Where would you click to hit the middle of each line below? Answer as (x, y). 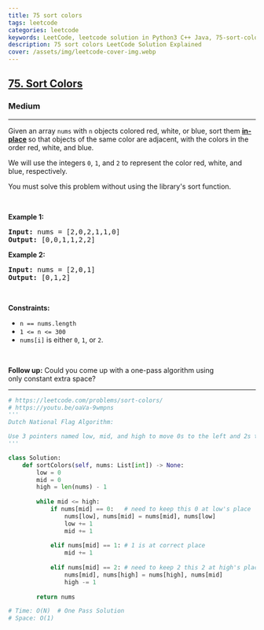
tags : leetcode (33, 23)
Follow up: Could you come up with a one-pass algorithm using (111, 370)
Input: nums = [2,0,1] (52, 269)
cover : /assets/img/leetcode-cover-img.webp (82, 52)
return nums (56, 597)
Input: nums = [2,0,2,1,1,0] (64, 232)
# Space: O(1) (31, 618)
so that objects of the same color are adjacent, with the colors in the (138, 139)
